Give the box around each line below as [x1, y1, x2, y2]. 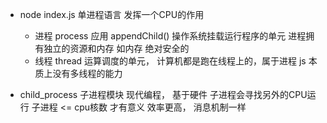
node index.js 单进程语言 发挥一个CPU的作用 [19, 9, 205, 20]
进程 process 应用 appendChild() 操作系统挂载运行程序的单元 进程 [34, 30, 307, 42]
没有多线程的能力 [52, 68, 123, 79]
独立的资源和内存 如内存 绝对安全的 [43, 43, 190, 54]
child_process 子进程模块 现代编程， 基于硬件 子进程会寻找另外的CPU [19, 89, 308, 100]
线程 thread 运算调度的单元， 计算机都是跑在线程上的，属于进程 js [34, 55, 307, 67]
